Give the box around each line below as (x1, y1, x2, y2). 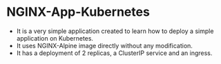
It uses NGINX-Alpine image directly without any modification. (16, 41, 193, 50)
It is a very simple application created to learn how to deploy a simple (16, 27, 214, 35)
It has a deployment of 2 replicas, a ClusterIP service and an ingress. (16, 49, 213, 57)
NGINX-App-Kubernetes (6, 4, 150, 20)
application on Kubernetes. (16, 34, 94, 42)
